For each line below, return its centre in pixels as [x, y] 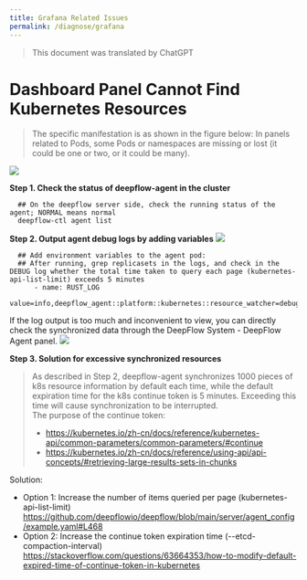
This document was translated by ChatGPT [113, 52]
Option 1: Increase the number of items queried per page [129, 498]
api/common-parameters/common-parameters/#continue [154, 443]
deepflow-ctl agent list [65, 221]
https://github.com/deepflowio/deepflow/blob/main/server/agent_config [159, 517]
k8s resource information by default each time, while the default [153, 386]
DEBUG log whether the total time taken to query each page [127, 272]
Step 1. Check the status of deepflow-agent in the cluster [120, 188]
